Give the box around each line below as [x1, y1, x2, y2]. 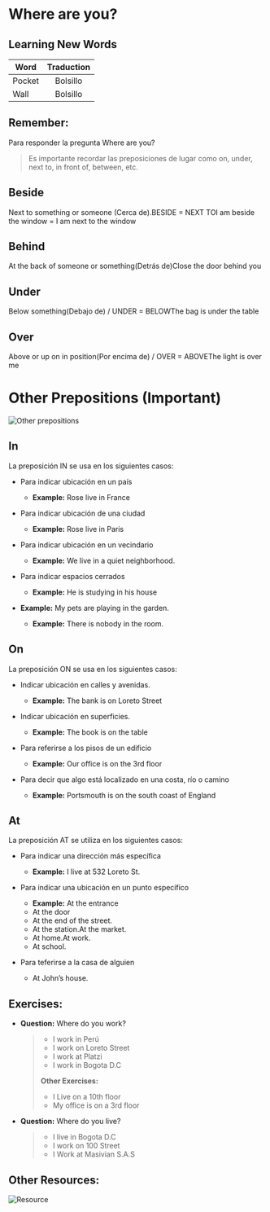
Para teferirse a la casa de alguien [20, 958, 135, 968]
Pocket [12, 75, 39, 86]
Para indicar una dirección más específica [20, 851, 161, 861]
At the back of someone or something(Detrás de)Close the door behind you [8, 261, 262, 271]
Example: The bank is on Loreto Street [32, 696, 163, 705]
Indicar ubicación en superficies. [20, 711, 131, 721]
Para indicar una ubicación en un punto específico [20, 883, 189, 893]
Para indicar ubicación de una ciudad [20, 508, 146, 518]
